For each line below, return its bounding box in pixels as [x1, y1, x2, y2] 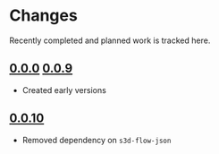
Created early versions [21, 84, 107, 95]
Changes [9, 5, 78, 26]
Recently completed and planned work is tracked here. [9, 35, 211, 46]
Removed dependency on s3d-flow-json [21, 134, 172, 145]
